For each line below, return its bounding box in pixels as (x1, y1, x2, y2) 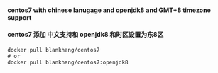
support (7, 13, 32, 21)
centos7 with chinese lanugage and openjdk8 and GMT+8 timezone (7, 6, 212, 14)
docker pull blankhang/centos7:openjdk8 (7, 59, 129, 66)
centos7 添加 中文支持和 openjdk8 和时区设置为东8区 (7, 30, 164, 39)
